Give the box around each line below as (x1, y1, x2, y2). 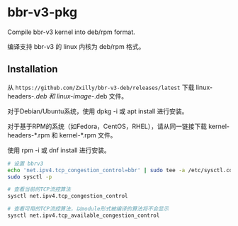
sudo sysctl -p (7, 173, 52, 181)
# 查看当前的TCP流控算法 (7, 186, 71, 193)
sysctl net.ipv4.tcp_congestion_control (7, 193, 129, 200)
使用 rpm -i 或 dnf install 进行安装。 (7, 146, 111, 154)
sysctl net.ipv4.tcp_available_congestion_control (7, 212, 160, 219)
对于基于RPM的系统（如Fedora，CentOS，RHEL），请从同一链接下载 (7, 122, 208, 130)
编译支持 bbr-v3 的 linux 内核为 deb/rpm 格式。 (7, 42, 145, 50)
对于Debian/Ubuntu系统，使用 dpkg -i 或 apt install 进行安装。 (7, 107, 188, 115)
